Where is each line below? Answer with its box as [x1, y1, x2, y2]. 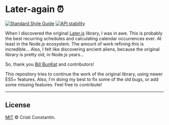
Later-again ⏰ [5, 4, 64, 15]
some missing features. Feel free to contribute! [5, 81, 102, 87]
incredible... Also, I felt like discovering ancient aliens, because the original [5, 46, 160, 52]
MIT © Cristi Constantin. [5, 114, 56, 120]
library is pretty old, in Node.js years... [5, 51, 84, 57]
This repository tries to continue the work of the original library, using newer [5, 71, 163, 77]
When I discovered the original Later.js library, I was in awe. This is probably [5, 30, 162, 36]
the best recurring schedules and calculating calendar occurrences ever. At [5, 35, 162, 41]
